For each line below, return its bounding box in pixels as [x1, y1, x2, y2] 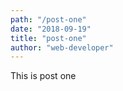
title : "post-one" [10, 33, 87, 43]
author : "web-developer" [10, 42, 114, 53]
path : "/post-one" [10, 14, 87, 25]
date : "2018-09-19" [10, 24, 92, 34]
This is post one [10, 70, 77, 82]
